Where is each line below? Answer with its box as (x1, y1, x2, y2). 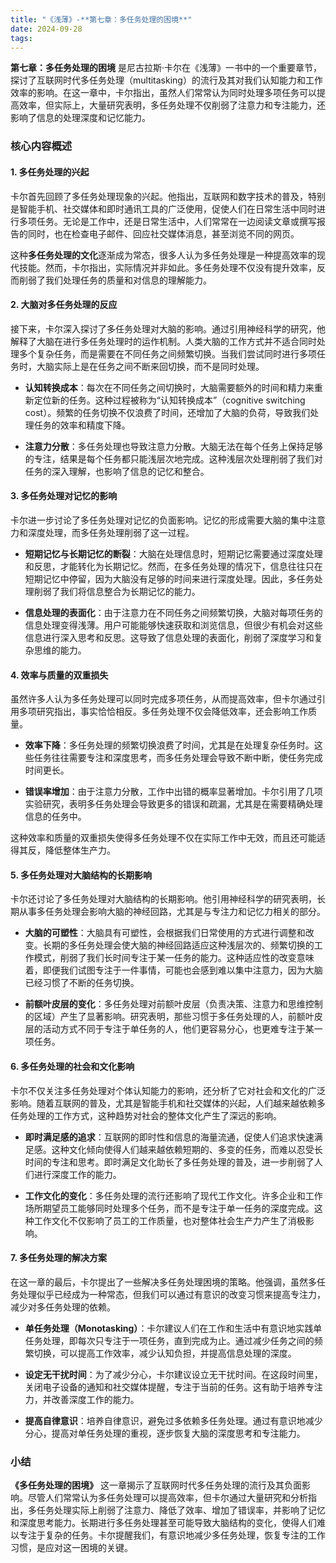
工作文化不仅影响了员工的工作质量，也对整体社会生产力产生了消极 (33, 1214, 306, 1226)
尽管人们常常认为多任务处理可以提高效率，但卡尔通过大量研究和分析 (27, 1492, 308, 1504)
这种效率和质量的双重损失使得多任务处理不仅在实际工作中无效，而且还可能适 (10, 832, 326, 844)
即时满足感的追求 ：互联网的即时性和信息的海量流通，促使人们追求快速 (24, 1131, 315, 1143)
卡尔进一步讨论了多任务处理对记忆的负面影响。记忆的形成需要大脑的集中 (10, 514, 308, 526)
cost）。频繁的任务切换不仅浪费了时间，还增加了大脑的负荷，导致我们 (24, 406, 311, 418)
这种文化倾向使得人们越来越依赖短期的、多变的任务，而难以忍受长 (51, 1143, 323, 1155)
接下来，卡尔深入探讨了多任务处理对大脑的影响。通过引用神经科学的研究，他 (10, 322, 326, 335)
